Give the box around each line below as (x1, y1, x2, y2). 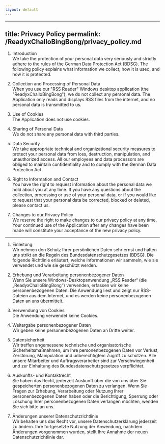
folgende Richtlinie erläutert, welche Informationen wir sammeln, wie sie (12, 257, 159, 263)
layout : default (5, 7, 38, 12)
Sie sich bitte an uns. (12, 404, 55, 410)
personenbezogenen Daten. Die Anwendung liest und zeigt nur (12, 287, 140, 293)
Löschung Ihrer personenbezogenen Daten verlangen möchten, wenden (12, 398, 159, 405)
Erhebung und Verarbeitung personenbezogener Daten (12, 272, 124, 278)
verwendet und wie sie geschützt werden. (12, 262, 97, 268)
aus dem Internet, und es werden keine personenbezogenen (29, 293, 151, 299)
